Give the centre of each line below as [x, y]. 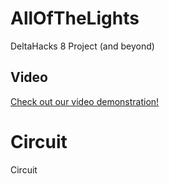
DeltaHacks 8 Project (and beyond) [82, 46]
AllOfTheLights [75, 18]
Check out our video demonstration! [85, 101]
